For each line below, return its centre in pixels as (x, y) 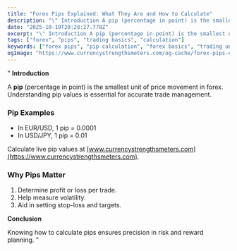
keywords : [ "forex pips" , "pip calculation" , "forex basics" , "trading (115, 47)
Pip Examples (31, 112)
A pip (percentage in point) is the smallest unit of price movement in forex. (115, 87)
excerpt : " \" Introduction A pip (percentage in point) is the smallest (116, 33)
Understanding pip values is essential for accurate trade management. (110, 94)
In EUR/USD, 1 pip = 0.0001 (57, 128)
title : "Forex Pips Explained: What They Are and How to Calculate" (110, 14)
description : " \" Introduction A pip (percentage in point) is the (109, 20)
